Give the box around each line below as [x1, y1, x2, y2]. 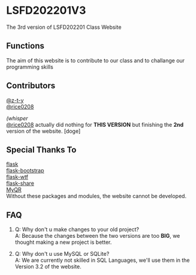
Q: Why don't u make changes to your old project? [14, 226, 140, 233]
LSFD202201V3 [6, 4, 86, 17]
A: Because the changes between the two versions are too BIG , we [14, 232, 180, 240]
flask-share [6, 180, 35, 187]
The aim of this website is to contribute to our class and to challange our [6, 56, 185, 64]
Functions [6, 41, 45, 51]
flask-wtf [6, 174, 29, 181]
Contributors [6, 80, 56, 91]
